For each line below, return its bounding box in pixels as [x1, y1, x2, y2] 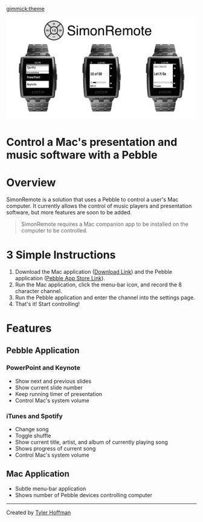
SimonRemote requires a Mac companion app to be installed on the [21, 220, 188, 228]
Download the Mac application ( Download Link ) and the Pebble [14, 268, 172, 275]
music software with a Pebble [6, 148, 158, 162]
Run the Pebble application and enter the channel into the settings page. [14, 294, 195, 301]
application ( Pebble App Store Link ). [14, 274, 106, 282]
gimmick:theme [6, 5, 45, 12]
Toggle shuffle [14, 432, 51, 439]
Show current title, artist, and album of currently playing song [14, 438, 168, 446]
